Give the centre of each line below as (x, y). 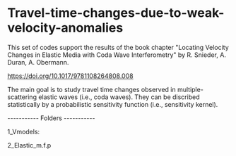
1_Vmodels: (24, 131)
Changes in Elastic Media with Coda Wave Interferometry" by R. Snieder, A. (117, 55)
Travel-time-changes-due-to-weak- (116, 13)
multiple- (190, 89)
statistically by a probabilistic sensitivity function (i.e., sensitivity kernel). (113, 104)
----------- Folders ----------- (51, 118)
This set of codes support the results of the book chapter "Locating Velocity (118, 47)
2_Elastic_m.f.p (29, 145)
